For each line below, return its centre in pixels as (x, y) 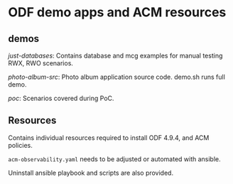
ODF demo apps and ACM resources (117, 12)
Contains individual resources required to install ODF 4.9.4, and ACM (109, 137)
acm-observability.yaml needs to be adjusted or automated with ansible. (114, 159)
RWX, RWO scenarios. (41, 63)
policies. (20, 145)
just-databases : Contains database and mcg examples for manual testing (115, 55)
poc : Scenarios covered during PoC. (61, 98)
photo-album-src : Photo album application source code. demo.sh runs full (117, 77)
